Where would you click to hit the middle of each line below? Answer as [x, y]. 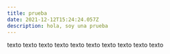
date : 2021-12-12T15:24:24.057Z [53, 20]
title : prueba [27, 13]
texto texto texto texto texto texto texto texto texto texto [85, 45]
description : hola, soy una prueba [58, 26]
